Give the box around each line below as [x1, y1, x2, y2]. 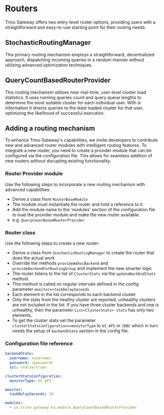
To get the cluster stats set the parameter [12, 317, 96, 323]
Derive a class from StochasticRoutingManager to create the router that [12, 249, 155, 255]
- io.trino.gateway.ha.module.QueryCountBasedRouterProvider [9, 405, 137, 410]
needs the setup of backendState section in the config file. [12, 328, 129, 334]
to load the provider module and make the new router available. [12, 212, 141, 218]
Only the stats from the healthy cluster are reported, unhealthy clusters [12, 296, 156, 302]
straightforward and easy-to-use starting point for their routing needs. [5, 24, 146, 30]
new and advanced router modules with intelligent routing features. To [5, 143, 147, 148]
